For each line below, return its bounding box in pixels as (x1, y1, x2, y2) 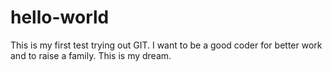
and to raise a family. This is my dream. (10, 49, 172, 61)
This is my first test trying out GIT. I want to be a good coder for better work (10, 39, 323, 51)
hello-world (10, 6, 110, 29)
